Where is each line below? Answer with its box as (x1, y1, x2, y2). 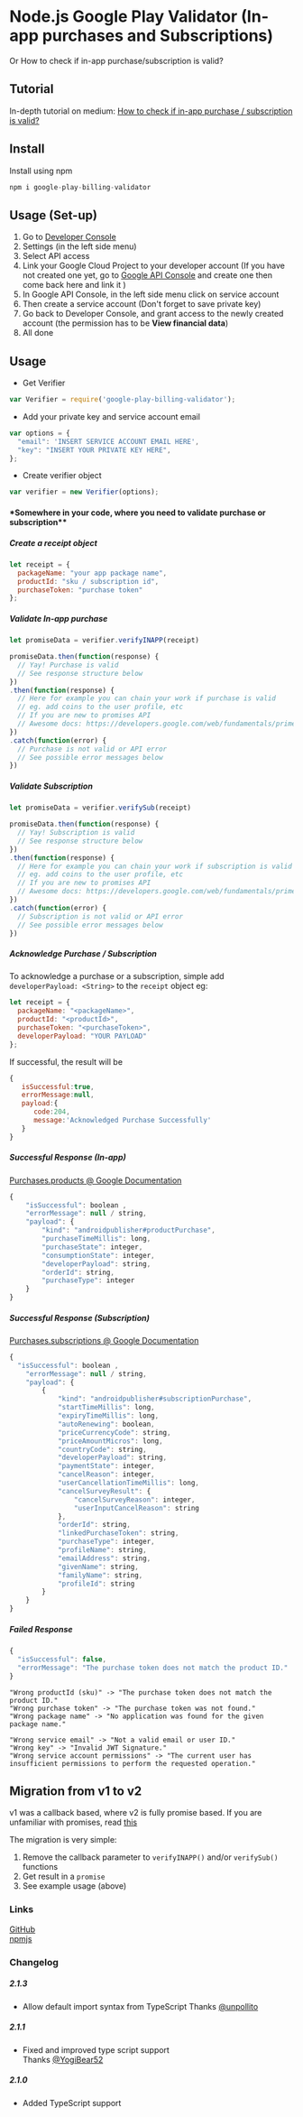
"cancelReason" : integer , (57, 1470, 155, 1479)
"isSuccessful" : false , (17, 1654, 106, 1664)
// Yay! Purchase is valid (17, 661, 119, 670)
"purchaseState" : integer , (41, 1243, 143, 1252)
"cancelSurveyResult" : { (57, 1486, 151, 1495)
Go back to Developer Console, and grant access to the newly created (22, 309, 284, 319)
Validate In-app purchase (9, 613, 108, 624)
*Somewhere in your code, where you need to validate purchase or (9, 507, 266, 518)
